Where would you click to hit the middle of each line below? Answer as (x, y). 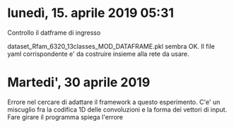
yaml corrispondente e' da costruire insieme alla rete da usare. (98, 54)
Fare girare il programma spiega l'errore (65, 117)
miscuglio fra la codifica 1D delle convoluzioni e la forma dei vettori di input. (117, 109)
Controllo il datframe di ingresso (54, 33)
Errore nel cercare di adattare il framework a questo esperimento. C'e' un (114, 102)
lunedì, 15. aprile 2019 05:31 (91, 13)
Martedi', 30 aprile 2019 (79, 82)
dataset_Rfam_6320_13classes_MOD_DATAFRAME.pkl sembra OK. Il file (111, 46)
